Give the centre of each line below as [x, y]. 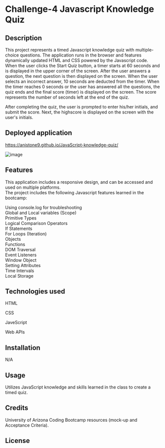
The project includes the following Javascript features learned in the [75, 192]
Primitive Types [21, 218]
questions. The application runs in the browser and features [81, 55]
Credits [17, 408]
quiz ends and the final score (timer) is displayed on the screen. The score [81, 92]
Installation [23, 348]
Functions [15, 244]
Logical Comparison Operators [36, 223]
